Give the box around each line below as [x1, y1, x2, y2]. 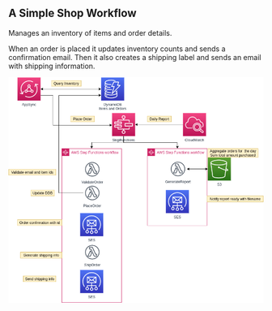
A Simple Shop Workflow [8, 6, 137, 20]
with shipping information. [8, 61, 96, 71]
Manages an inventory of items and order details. [8, 28, 172, 37]
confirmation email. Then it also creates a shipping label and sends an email [8, 52, 261, 62]
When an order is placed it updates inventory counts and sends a [8, 44, 226, 54]
